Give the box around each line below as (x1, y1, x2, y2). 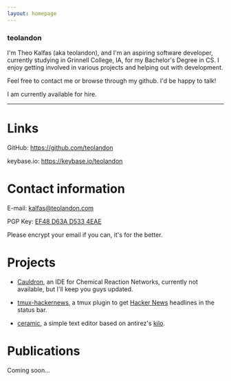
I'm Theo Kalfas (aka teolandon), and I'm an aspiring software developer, (7, 48, 213, 57)
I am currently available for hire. (7, 90, 98, 98)
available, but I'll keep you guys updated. (16, 284, 133, 293)
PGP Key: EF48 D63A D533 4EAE (7, 217, 102, 225)
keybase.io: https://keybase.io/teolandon (7, 157, 123, 165)
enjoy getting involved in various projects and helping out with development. (7, 63, 223, 71)
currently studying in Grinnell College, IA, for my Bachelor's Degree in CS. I (7, 56, 219, 64)
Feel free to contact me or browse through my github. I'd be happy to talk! (7, 77, 217, 85)
